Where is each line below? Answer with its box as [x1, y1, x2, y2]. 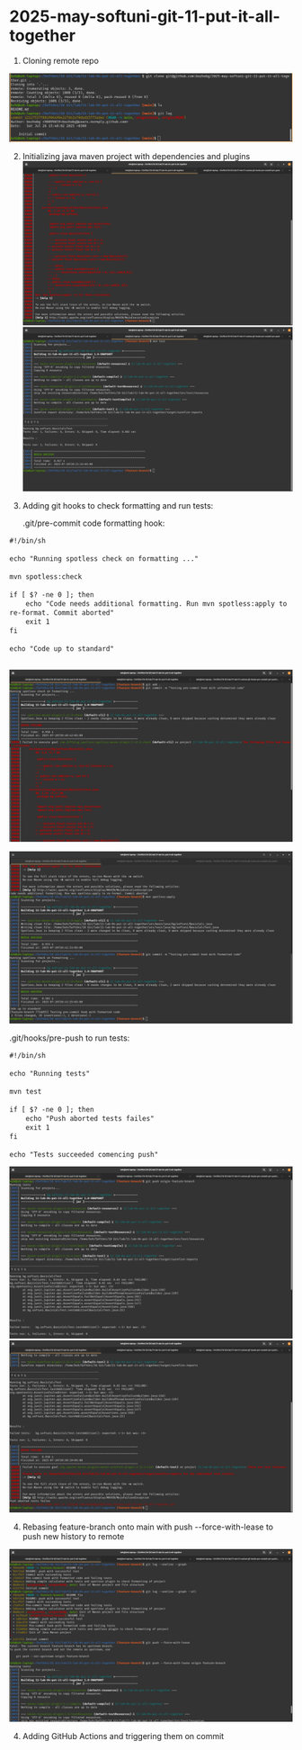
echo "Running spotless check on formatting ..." [9, 554, 200, 564]
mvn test [9, 1087, 42, 1096]
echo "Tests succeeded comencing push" [9, 1150, 159, 1159]
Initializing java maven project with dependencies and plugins [22, 151, 251, 162]
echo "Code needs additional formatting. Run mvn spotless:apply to [25, 599, 288, 609]
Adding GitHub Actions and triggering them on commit [22, 1730, 225, 1741]
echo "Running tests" [9, 1069, 91, 1078]
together [9, 25, 76, 46]
